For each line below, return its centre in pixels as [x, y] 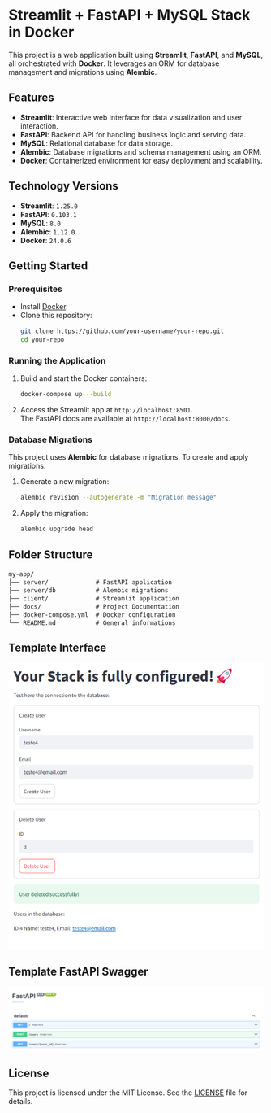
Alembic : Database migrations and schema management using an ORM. [141, 151]
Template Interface [58, 648]
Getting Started [48, 266]
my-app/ [22, 574]
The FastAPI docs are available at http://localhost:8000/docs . [125, 419]
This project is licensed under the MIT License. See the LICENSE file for [128, 1093]
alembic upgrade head [56, 529]
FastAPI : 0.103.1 [48, 214]
